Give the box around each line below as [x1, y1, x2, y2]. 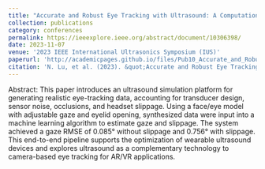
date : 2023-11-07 [8, 41, 65, 49]
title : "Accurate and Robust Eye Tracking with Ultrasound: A [8, 11, 217, 20]
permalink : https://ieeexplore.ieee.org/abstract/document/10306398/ [8, 33, 242, 42]
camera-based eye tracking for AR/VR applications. [8, 152, 176, 161]
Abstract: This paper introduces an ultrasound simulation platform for [8, 84, 233, 94]
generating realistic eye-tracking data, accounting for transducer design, [8, 92, 244, 103]
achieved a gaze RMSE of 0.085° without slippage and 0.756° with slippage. [8, 126, 256, 136]
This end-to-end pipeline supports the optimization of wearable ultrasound [8, 135, 252, 145]
